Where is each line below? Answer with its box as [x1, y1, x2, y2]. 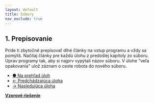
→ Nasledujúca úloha [12, 83, 55, 89]
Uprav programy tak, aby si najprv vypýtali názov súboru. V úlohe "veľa [5, 58, 150, 64]
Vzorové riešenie [5, 93, 41, 99]
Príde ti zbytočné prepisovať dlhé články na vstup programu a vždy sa [5, 48, 147, 53]
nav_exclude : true [5, 16, 43, 21]
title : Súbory [5, 12, 34, 17]
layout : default [5, 7, 38, 12]
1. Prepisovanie [5, 34, 52, 43]
